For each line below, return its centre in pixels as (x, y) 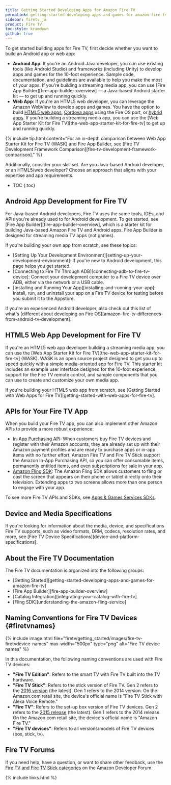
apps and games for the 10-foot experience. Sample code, (74, 74)
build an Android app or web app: (40, 54)
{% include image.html (29, 638)
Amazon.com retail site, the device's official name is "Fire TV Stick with (87, 696)
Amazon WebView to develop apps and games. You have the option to (86, 107)
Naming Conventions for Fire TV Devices (71, 618)
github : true (19, 34)
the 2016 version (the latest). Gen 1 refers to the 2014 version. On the (85, 690)
